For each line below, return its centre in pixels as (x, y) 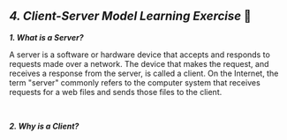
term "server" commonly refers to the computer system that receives (135, 82)
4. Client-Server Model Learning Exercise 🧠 (130, 16)
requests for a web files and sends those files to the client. (116, 92)
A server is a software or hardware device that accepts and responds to (140, 55)
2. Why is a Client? (44, 126)
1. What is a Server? (46, 37)
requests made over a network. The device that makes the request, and (139, 63)
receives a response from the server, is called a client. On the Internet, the (144, 73)
